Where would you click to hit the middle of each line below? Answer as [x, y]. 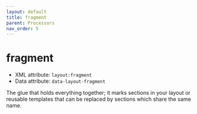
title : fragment [26, 17]
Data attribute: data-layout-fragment [60, 81]
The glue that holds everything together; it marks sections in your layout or [98, 93]
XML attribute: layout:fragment [53, 75]
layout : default [26, 12]
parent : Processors [31, 23]
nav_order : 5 [22, 28]
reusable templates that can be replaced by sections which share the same [99, 99]
